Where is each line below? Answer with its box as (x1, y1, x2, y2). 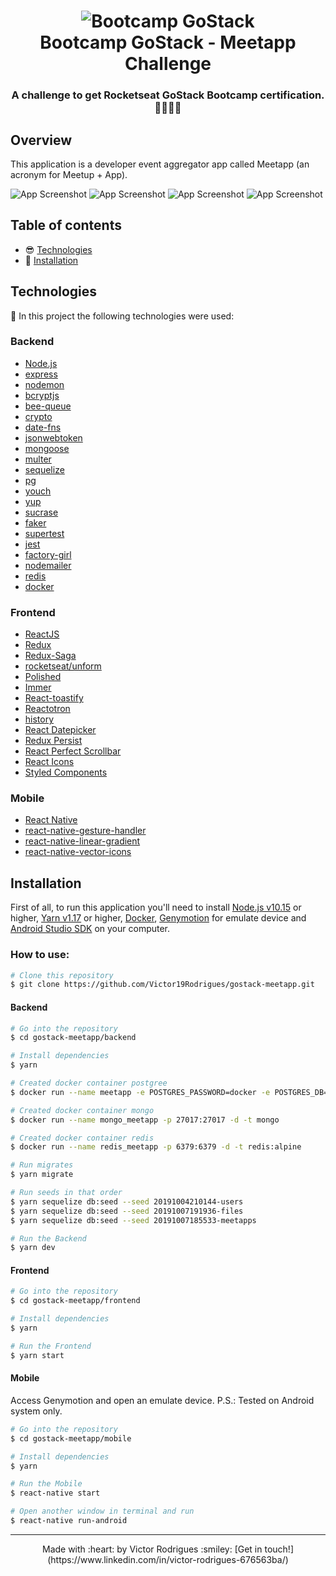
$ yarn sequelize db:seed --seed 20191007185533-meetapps (10, 1215, 257, 1225)
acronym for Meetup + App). (10, 168, 128, 180)
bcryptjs (24, 389, 60, 401)
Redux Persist (24, 735, 83, 747)
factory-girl (24, 548, 72, 560)
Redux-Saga (24, 650, 77, 662)
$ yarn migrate (10, 1170, 74, 1180)
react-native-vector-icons (24, 846, 132, 858)
